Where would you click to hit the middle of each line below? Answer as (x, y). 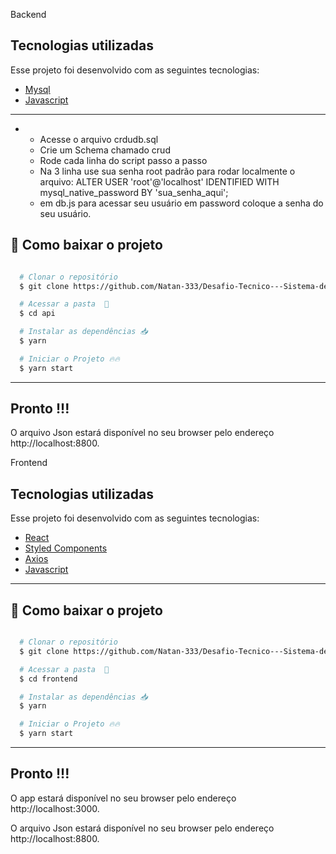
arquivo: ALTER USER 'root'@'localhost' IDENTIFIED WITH (159, 181)
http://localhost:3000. (55, 808)
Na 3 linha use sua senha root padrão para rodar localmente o (167, 171)
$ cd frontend (48, 679)
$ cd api (37, 314)
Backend (28, 14)
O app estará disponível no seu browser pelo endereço (123, 798)
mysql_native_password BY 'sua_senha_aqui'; (134, 192)
